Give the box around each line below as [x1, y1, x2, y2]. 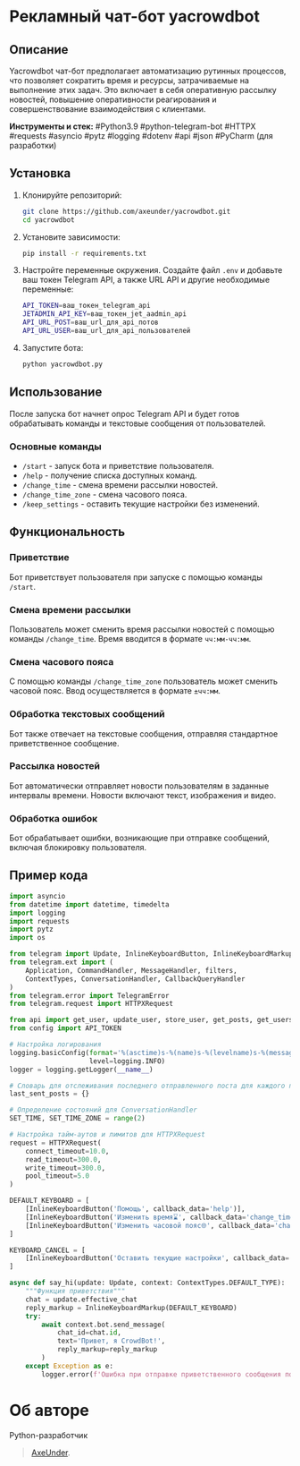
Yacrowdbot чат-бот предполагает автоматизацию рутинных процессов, [9, 65, 287, 76]
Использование [9, 385, 103, 400]
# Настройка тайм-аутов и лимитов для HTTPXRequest [9, 1130, 205, 1139]
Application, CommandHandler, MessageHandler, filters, [25, 966, 238, 975]
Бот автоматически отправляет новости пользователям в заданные [9, 780, 270, 791]
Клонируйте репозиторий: [21, 190, 122, 200]
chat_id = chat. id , [56, 1328, 122, 1337]
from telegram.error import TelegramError [9, 991, 170, 1000]
